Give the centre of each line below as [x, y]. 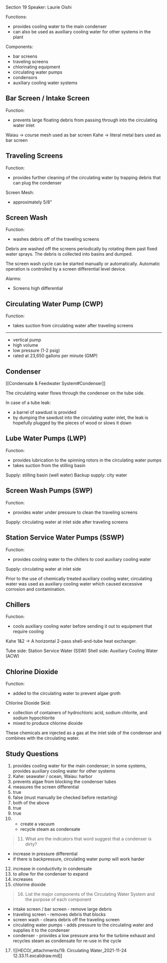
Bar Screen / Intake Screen [48, 98]
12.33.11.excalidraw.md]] [37, 956]
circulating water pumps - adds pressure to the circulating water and [83, 925]
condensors [25, 77]
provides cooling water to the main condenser [60, 26]
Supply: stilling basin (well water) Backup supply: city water [66, 475]
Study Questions [32, 754]
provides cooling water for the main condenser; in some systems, [80, 766]
